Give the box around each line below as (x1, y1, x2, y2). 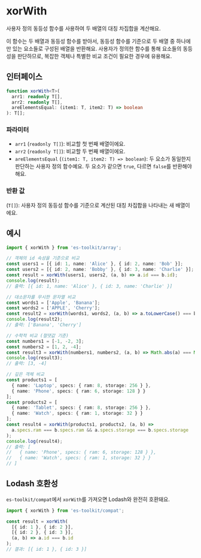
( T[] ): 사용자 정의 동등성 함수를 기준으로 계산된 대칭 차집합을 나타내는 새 (6, 201, 175, 209)
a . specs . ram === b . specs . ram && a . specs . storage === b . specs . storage (11, 427, 189, 433)
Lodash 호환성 (6, 478, 58, 489)
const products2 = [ (6, 399, 58, 405)
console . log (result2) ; (6, 316, 63, 322)
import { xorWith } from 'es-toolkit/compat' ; (6, 508, 124, 514)
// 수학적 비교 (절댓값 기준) (6, 333, 69, 339)
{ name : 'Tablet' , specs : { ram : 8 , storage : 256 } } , (11, 405, 151, 411)
